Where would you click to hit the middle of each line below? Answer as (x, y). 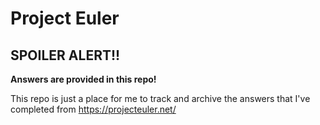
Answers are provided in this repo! (83, 79)
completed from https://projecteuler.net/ (93, 109)
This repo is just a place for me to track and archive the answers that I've (160, 98)
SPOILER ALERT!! (65, 55)
